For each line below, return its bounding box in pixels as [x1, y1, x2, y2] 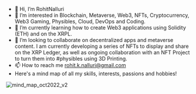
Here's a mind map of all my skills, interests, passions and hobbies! [14, 70, 177, 77]
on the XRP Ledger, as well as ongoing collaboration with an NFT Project [14, 49, 190, 55]
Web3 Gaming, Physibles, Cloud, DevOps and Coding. [14, 18, 146, 25]
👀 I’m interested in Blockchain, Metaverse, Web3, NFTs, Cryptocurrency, [14, 12, 190, 19]
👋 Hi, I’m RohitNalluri [14, 6, 65, 12]
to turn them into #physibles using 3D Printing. [14, 55, 127, 62]
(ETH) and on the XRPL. [14, 30, 72, 37]
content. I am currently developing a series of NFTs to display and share [14, 43, 189, 50]
